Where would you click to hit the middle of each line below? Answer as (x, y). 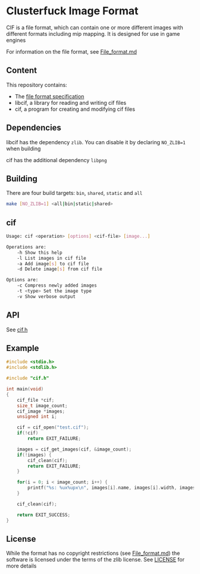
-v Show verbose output (46, 296)
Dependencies (34, 128)
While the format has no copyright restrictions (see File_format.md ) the (93, 553)
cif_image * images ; (41, 411)
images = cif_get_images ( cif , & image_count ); (74, 449)
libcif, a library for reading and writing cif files (71, 103)
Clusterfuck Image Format (72, 11)
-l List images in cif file (51, 258)
